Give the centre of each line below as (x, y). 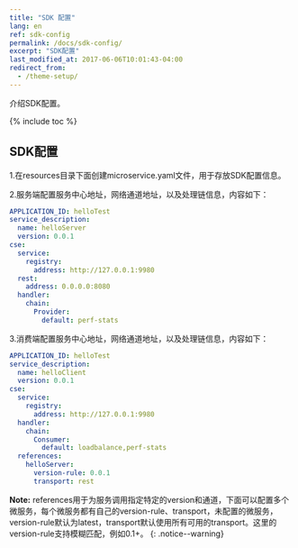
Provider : (51, 312)
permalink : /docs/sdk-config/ (66, 43)
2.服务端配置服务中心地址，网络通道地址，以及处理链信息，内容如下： (139, 194)
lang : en (26, 26)
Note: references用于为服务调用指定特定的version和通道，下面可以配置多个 (149, 499)
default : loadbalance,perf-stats (104, 448)
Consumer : (51, 439)
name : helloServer (52, 228)
